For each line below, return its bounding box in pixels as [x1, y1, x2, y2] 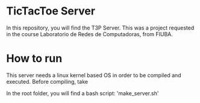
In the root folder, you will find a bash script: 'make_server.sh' [6, 89, 159, 97]
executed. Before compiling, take [6, 78, 89, 85]
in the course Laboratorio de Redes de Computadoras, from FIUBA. [6, 30, 173, 37]
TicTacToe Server [6, 4, 95, 18]
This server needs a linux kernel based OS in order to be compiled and [6, 71, 182, 79]
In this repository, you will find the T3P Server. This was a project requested [6, 24, 195, 31]
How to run [6, 52, 63, 66]
